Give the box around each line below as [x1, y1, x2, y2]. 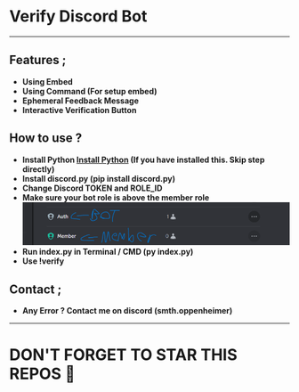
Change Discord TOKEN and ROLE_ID [21, 183, 163, 193]
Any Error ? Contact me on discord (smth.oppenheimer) [21, 306, 233, 316]
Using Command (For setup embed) [21, 86, 158, 96]
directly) [21, 163, 55, 175]
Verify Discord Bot [9, 6, 148, 27]
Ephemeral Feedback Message [21, 95, 140, 106]
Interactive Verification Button [21, 104, 137, 115]
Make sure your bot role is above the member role [21, 192, 210, 202]
